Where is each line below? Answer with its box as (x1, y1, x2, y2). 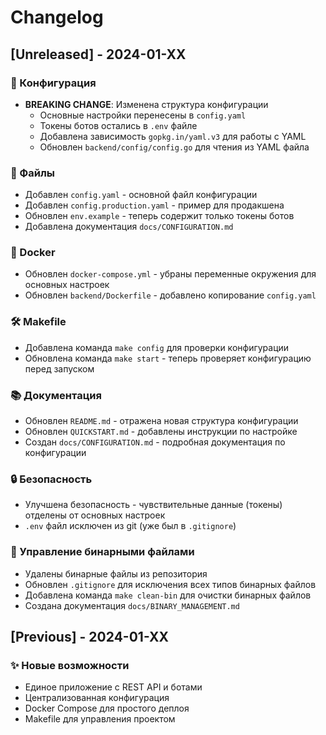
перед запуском (24, 362, 95, 375)
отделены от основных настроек (24, 509, 166, 521)
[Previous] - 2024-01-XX (10, 629, 169, 646)
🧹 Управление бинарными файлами (10, 545, 195, 559)
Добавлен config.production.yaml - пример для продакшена (24, 199, 285, 211)
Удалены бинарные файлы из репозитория (24, 567, 208, 580)
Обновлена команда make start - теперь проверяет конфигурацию (24, 352, 312, 364)
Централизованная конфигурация (24, 692, 170, 704)
